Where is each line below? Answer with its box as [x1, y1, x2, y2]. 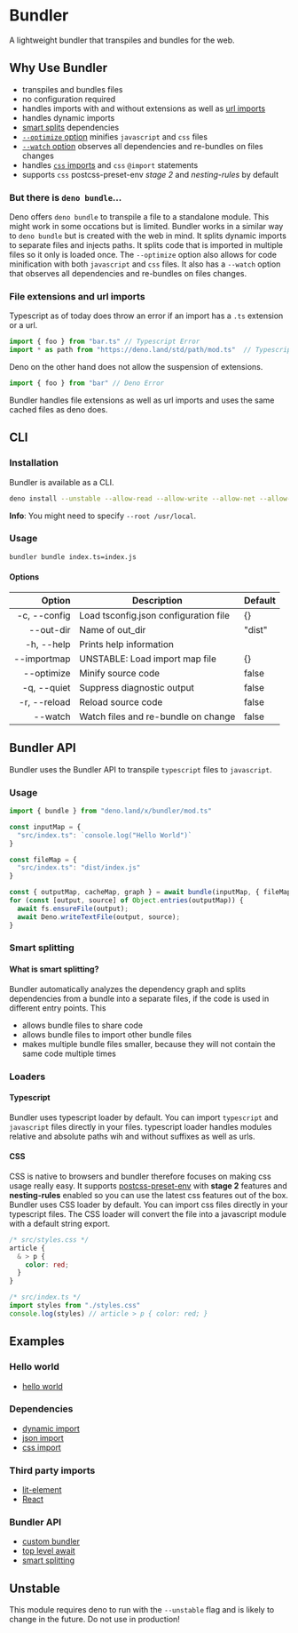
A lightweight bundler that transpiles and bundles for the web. [9, 35, 235, 45]
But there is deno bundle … [9, 191, 122, 204]
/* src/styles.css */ [9, 1235, 90, 1245]
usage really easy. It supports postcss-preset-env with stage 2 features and [9, 1180, 288, 1191]
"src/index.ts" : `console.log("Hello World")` [17, 830, 192, 840]
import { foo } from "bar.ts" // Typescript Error [9, 337, 200, 347]
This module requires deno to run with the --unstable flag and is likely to [9, 1605, 275, 1615]
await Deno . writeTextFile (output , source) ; [17, 912, 180, 921]
